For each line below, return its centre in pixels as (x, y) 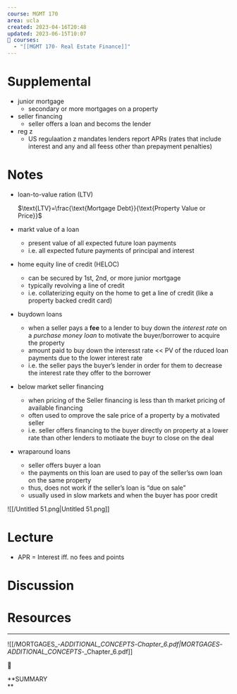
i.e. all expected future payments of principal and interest (111, 250)
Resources (39, 618)
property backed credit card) (70, 300)
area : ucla (23, 20)
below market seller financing (61, 387)
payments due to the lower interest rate (85, 358)
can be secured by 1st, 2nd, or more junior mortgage (104, 278)
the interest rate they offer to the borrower (90, 372)
